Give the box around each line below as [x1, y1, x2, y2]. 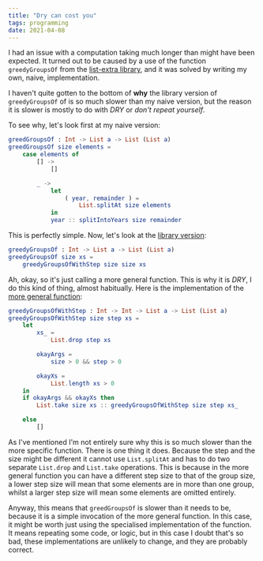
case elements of [22, 151, 80, 159]
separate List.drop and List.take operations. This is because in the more [8, 462, 250, 472]
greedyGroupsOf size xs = [8, 253, 93, 261]
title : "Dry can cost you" [8, 11, 97, 20]
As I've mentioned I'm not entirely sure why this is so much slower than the [8, 437, 253, 446]
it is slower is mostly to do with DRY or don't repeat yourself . [8, 105, 205, 115]
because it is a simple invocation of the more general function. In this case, [8, 511, 253, 521]
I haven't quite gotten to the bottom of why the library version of [8, 88, 217, 98]
